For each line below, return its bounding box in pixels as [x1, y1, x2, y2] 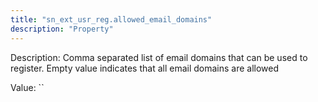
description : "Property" [10, 24, 114, 34]
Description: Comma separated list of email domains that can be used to [10, 51, 308, 63]
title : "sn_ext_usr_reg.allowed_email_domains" [10, 14, 213, 25]
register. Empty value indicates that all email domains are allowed [10, 62, 280, 74]
